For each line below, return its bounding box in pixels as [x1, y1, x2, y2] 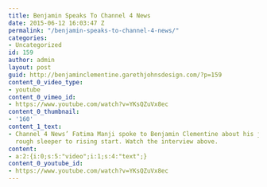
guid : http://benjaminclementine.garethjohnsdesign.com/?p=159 [8, 71, 222, 79]
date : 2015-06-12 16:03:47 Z [8, 19, 105, 27]
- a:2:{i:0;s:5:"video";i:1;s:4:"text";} [8, 152, 148, 160]
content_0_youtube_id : [8, 160, 83, 168]
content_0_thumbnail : [8, 108, 80, 116]
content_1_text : [8, 123, 62, 131]
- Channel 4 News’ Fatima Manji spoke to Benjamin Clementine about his [8, 130, 254, 138]
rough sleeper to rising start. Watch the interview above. [15, 137, 219, 146]
